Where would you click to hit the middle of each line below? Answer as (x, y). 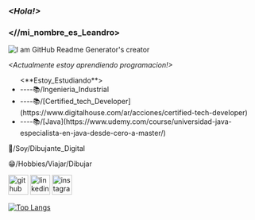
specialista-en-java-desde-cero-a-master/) (93, 133)
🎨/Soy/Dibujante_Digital (47, 149)
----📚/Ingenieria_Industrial (64, 90)
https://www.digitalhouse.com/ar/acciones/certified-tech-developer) (133, 113)
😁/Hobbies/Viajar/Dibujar (50, 164)
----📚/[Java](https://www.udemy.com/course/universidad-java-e (126, 122)
